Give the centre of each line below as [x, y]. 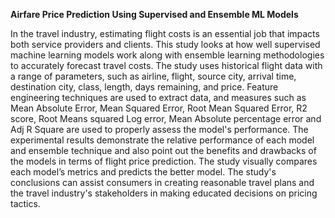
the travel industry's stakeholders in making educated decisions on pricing [164, 193]
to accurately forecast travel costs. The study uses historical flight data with [166, 65]
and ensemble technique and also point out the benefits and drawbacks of [163, 150]
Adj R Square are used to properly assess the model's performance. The [159, 129]
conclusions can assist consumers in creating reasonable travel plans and [162, 182]
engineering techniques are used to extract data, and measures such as [158, 97]
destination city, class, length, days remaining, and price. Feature [144, 87]
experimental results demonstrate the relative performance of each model [162, 140]
